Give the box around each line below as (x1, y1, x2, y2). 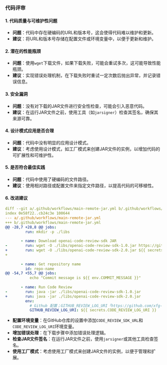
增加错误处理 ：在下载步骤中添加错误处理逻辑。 (12, 330, 108, 336)
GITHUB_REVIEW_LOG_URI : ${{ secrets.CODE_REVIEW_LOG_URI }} (29, 308, 157, 313)
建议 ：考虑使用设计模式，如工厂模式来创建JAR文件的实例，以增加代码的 (12, 146, 161, 152)
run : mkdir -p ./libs (25, 229, 70, 234)
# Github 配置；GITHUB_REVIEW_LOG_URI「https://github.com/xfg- (29, 303, 163, 308)
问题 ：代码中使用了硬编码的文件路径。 (12, 176, 91, 182)
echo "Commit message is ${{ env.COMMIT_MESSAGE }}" (29, 276, 141, 281)
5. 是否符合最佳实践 (5, 164, 45, 170)
